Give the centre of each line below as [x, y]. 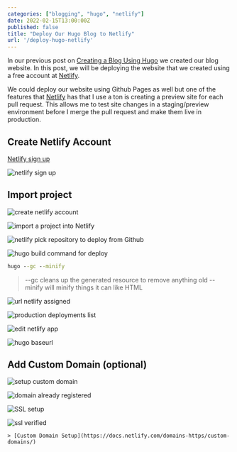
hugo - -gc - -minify [36, 266]
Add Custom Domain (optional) [77, 365]
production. [24, 120]
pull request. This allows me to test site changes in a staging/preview [108, 104]
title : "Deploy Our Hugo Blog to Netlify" [71, 34]
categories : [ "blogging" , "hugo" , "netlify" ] [76, 14]
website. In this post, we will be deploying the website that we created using [119, 68]
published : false [33, 27]
